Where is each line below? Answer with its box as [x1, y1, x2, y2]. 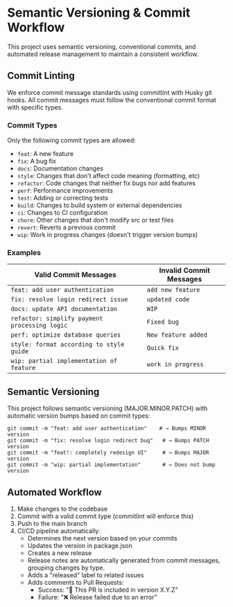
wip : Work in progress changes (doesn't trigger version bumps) [17, 231, 198, 239]
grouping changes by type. [27, 563, 105, 572]
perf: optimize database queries [10, 331, 121, 339]
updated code [146, 296, 190, 303]
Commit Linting [7, 70, 75, 82]
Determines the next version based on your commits [27, 534, 178, 542]
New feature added [146, 331, 208, 339]
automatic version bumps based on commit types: [7, 412, 150, 420]
